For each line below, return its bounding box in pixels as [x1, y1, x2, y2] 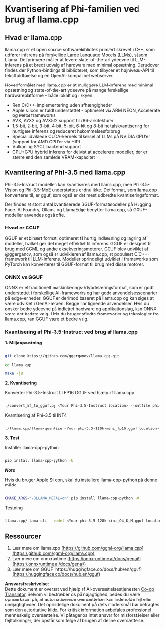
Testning [5, 505, 23, 511]
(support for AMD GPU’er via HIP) [12, 139, 81, 144]
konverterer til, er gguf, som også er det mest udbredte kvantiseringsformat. [5, 192, 160, 198]
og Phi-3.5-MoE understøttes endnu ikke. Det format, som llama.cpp [19, 187, 157, 193]
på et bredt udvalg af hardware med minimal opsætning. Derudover [23, 62, 159, 68]
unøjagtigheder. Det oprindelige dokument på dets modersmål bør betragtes [5, 601, 160, 607]
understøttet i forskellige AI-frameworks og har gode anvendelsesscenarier [5, 290, 158, 296]
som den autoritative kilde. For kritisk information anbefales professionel [5, 607, 151, 613]
